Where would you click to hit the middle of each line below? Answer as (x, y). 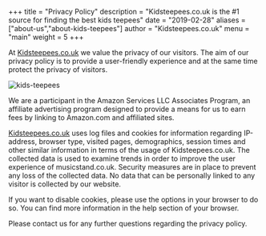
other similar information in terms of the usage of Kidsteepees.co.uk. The (129, 150)
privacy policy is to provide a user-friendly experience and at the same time (133, 61)
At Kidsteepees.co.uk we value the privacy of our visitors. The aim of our (129, 52)
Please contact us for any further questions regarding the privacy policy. (128, 224)
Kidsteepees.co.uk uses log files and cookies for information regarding (125, 133)
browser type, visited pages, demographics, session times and (142, 142)
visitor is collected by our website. (65, 184)
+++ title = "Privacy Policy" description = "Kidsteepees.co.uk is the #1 (124, 12)
